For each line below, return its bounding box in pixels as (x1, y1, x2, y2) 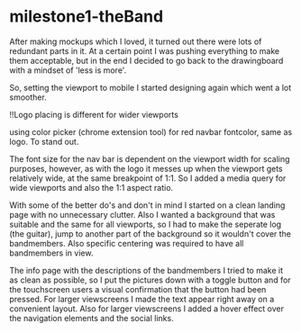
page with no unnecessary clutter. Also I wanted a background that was (9, 209, 276, 220)
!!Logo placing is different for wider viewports (9, 109, 178, 120)
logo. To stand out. (9, 136, 79, 147)
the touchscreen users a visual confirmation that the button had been (9, 283, 267, 294)
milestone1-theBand (9, 6, 164, 27)
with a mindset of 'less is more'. (9, 65, 127, 76)
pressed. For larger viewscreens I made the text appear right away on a (9, 293, 275, 304)
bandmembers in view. (9, 247, 94, 258)
